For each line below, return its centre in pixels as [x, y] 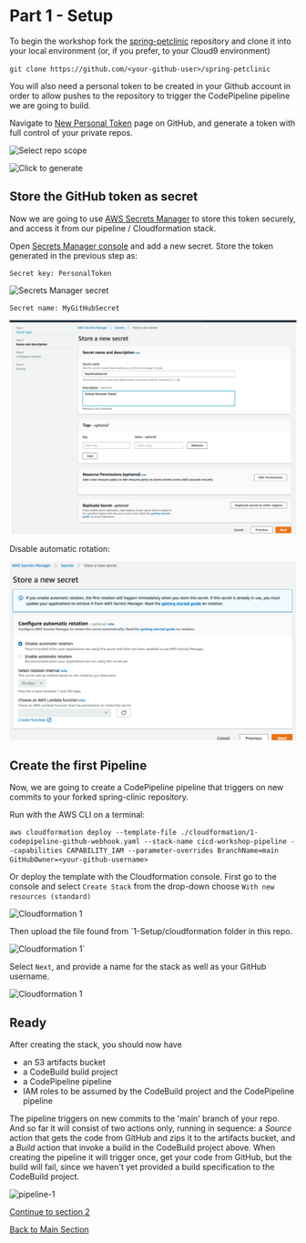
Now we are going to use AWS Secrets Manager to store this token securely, [153, 219]
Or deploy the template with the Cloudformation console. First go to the [143, 877]
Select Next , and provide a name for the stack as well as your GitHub [138, 967]
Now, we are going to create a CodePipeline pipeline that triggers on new [147, 788]
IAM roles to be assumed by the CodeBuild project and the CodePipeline [158, 1091]
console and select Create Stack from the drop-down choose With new [142, 886]
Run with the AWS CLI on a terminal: [77, 815]
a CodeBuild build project [70, 1072]
